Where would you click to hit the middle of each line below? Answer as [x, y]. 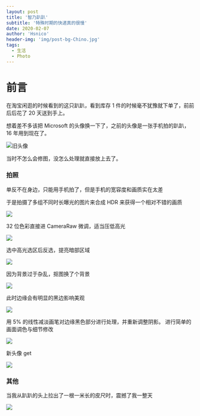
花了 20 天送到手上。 [42, 113]
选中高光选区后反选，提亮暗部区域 [48, 250]
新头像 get [19, 353]
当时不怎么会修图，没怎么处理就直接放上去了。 [64, 158]
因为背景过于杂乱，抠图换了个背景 [48, 274]
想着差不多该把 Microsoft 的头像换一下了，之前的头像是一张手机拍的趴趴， [98, 126]
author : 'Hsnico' [28, 34]
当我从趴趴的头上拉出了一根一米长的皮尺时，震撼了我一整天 [79, 396]
